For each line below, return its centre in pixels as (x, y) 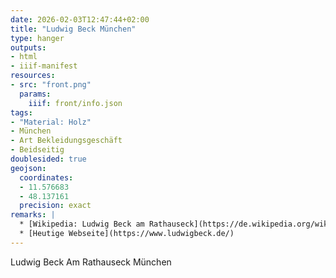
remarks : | (33, 215)
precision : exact (55, 206)
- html (24, 57)
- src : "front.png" (51, 85)
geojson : (28, 168)
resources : (33, 76)
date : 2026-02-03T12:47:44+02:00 (80, 19)
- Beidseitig (37, 150)
